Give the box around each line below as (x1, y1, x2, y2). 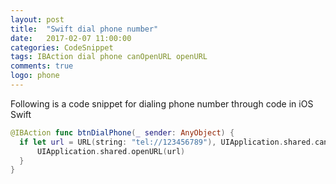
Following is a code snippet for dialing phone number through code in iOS (10, 97, 314, 110)
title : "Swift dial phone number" (10, 24, 159, 34)
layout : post (10, 14, 65, 25)
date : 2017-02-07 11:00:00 (10, 33, 132, 43)
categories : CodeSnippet (10, 42, 114, 53)
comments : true (10, 61, 74, 71)
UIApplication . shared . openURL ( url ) (36, 146, 186, 156)
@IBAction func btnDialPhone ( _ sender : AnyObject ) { (10, 127, 235, 138)
